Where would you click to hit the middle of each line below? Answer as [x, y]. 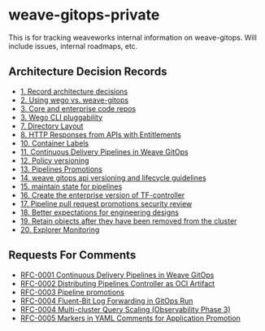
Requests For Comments [72, 255]
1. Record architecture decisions [74, 91]
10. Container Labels [54, 143]
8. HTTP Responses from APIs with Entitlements [100, 134]
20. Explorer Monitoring [60, 229]
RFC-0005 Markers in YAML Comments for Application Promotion [130, 318]
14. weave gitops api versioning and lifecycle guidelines [113, 177]
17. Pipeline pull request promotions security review [106, 203]
